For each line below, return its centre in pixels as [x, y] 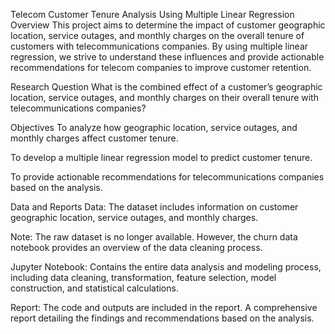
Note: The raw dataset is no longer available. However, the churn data [154, 237]
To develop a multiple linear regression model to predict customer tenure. [161, 157]
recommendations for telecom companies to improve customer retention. [161, 67]
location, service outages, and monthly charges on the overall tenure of [157, 35]
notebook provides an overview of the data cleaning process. [136, 247]
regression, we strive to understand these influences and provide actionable [167, 57]
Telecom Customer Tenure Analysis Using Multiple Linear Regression [152, 14]
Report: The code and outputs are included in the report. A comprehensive [164, 307]
